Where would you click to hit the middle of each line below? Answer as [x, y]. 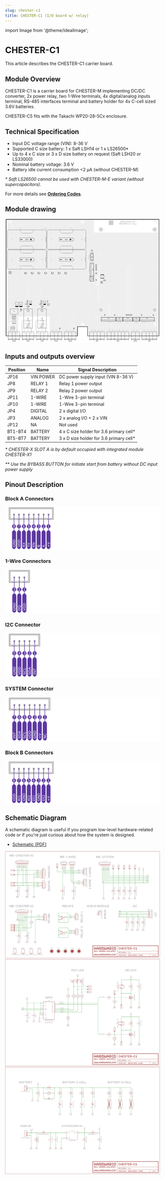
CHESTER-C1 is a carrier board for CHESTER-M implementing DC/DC [75, 91]
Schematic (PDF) [29, 845]
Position [17, 369]
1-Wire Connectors [28, 561]
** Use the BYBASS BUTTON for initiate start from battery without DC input [82, 464]
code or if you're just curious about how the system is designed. [70, 835]
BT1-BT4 [17, 432]
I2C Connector [23, 625]
